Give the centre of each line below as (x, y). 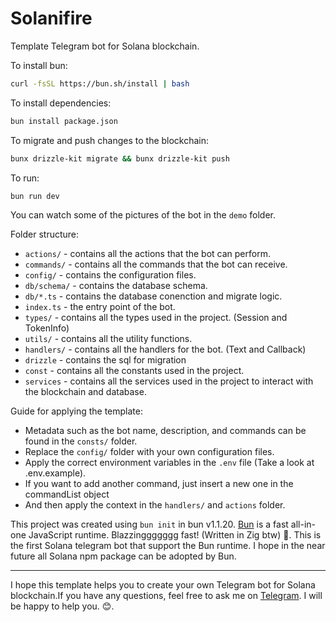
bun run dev (35, 196)
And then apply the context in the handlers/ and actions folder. (155, 505)
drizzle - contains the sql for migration (105, 360)
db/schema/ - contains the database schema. (116, 286)
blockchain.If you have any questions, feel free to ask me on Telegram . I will (166, 596)
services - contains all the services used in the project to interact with (169, 381)
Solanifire (51, 18)
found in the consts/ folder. (81, 441)
